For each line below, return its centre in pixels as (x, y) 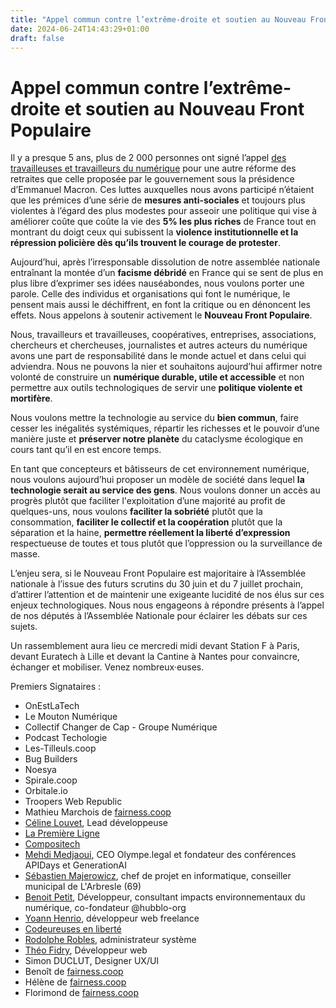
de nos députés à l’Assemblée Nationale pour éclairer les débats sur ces (159, 616)
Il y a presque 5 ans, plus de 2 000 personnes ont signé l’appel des (148, 158)
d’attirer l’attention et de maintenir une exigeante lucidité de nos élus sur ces (167, 595)
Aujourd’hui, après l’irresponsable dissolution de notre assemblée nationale (165, 262)
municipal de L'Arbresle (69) (83, 887)
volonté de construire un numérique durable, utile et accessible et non (157, 377)
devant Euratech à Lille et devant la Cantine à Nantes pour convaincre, (155, 657)
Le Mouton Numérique (71, 717)
